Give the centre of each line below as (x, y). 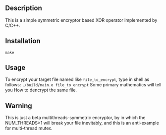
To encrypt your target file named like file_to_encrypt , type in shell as (77, 79)
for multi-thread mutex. (29, 128)
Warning (19, 105)
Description (24, 8)
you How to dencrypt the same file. (41, 90)
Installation (23, 41)
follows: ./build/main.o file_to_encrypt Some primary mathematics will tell (83, 85)
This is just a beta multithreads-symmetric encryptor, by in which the (75, 118)
